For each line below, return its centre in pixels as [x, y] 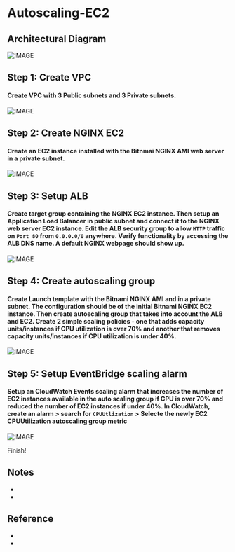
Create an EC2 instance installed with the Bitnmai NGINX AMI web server [116, 151]
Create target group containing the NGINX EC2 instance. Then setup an [113, 214]
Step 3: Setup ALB [48, 196]
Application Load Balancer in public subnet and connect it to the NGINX [113, 221]
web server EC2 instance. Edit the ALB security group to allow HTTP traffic [116, 228]
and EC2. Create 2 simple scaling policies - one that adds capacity [106, 321]
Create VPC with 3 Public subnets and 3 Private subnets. [92, 95]
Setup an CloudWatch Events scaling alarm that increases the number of [115, 392]
